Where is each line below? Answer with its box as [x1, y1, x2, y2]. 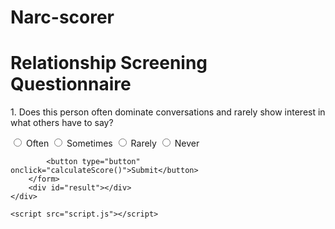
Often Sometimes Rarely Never [25, 137, 200, 150]
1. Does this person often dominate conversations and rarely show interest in [10, 106, 326, 118]
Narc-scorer [10, 6, 115, 29]
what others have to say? [10, 117, 114, 129]
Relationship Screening [10, 52, 208, 75]
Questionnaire [10, 73, 132, 96]
